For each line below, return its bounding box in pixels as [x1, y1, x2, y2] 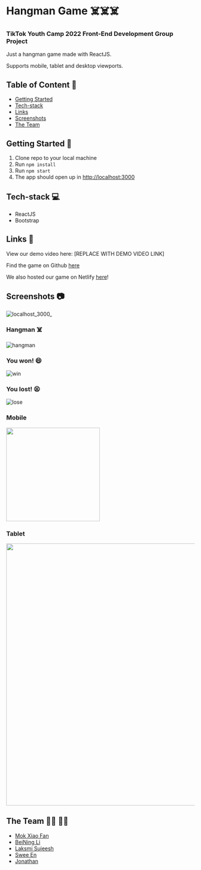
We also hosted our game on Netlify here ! [6, 273, 109, 280]
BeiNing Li [14, 838, 41, 845]
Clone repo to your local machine [14, 155, 97, 162]
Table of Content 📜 [6, 80, 77, 90]
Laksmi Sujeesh [14, 845, 54, 852]
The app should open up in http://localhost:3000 [14, 174, 135, 181]
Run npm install [14, 161, 56, 168]
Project [6, 37, 28, 46]
